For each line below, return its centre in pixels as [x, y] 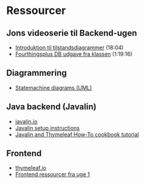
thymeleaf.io [31, 168]
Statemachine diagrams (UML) [54, 87]
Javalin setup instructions [48, 128]
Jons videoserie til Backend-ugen [72, 33]
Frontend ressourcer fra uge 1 [52, 174]
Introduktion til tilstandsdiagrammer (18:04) [69, 47]
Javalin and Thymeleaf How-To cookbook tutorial [77, 134]
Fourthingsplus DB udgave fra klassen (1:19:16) [74, 54]
